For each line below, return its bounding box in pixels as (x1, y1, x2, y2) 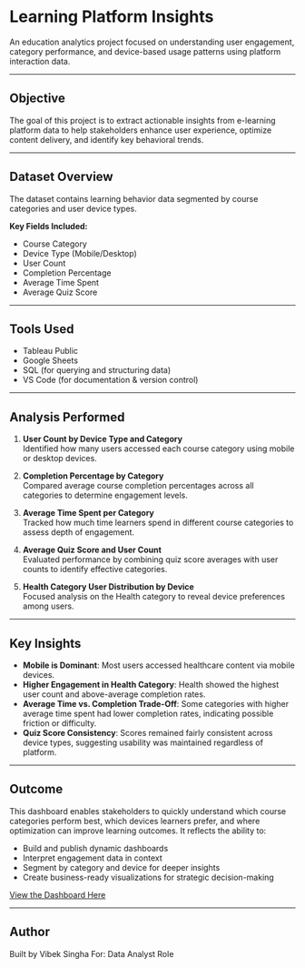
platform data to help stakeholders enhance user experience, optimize (9, 125, 272, 136)
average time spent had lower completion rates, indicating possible (22, 708, 274, 719)
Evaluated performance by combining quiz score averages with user (22, 554, 279, 565)
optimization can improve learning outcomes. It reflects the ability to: (9, 825, 267, 836)
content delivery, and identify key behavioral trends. (9, 134, 204, 145)
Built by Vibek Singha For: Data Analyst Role (9, 948, 174, 959)
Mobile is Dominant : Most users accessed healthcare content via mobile (22, 660, 295, 671)
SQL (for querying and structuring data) (22, 365, 172, 376)
